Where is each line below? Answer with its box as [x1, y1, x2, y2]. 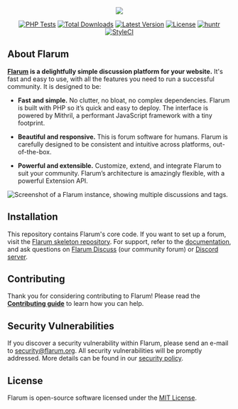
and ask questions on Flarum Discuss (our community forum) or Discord [7, 245, 219, 253]
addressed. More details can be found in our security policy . [7, 354, 183, 363]
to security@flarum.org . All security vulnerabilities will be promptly [7, 346, 202, 355]
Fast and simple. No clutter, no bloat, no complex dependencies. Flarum [17, 96, 230, 105]
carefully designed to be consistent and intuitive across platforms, [17, 139, 212, 149]
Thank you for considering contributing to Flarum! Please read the [7, 292, 200, 300]
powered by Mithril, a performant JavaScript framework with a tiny [17, 111, 213, 119]
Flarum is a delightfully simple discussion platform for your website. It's [7, 67, 224, 75]
